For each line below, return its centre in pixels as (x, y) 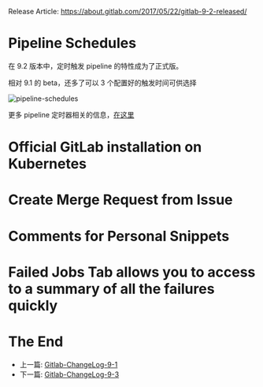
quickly (33, 305)
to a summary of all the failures (111, 289)
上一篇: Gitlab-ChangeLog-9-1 (69, 364)
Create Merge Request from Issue (121, 200)
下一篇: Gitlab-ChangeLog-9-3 (69, 374)
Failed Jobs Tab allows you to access (132, 272)
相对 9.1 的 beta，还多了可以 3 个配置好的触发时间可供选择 (102, 83)
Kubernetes (48, 164)
